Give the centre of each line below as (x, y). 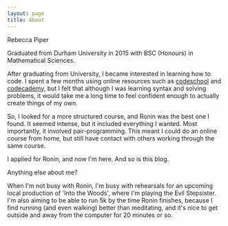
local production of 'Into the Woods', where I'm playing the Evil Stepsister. (112, 193)
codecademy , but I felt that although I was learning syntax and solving (107, 88)
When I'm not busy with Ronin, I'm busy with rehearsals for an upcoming (110, 185)
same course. (27, 145)
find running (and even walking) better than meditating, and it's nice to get (113, 207)
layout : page (26, 13)
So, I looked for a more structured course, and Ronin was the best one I (108, 116)
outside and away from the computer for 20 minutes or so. (90, 215)
